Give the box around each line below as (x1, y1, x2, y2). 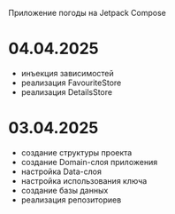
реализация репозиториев (20, 194, 122, 205)
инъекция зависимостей (20, 67, 114, 78)
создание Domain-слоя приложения (20, 156, 158, 167)
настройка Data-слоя (20, 166, 103, 177)
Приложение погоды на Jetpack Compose (8, 8, 167, 18)
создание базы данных (20, 185, 109, 195)
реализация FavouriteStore (20, 77, 122, 88)
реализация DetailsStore (20, 86, 112, 97)
